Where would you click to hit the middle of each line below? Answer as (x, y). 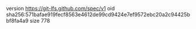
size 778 (40, 21)
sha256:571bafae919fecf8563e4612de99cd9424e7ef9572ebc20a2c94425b (98, 14)
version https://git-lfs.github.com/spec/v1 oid (61, 8)
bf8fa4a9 (17, 21)
